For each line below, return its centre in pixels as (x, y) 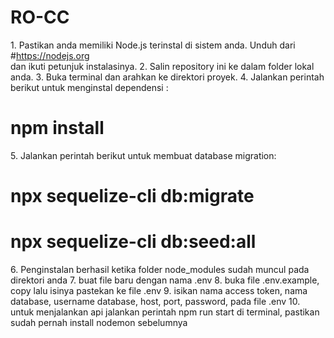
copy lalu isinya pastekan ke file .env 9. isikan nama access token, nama (159, 290)
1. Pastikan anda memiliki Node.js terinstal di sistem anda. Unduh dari (153, 45)
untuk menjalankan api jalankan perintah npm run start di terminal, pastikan (165, 312)
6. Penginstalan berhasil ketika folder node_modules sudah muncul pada (160, 269)
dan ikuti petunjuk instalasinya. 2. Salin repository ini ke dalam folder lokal (162, 66)
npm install (57, 128)
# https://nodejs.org (50, 55)
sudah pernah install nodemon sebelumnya (99, 322)
